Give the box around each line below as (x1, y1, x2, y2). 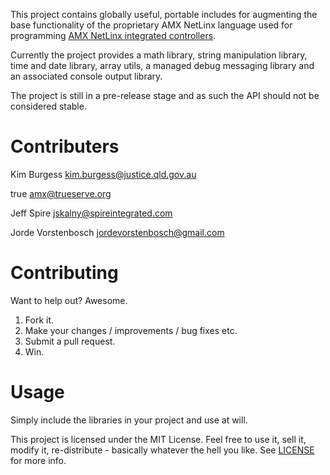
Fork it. (24, 314, 55, 326)
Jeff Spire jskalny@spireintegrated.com (10, 207, 173, 219)
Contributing (10, 262, 119, 284)
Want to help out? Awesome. (10, 294, 128, 306)
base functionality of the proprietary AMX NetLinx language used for (10, 19, 293, 31)
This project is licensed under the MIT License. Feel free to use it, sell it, (10, 433, 307, 445)
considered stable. (10, 100, 87, 112)
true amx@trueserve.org (10, 187, 112, 199)
